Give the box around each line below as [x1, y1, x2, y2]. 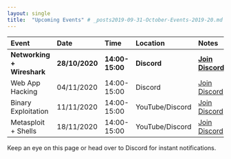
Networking [10, 49, 50, 59]
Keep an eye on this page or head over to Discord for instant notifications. [7, 143, 217, 151]
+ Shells [10, 126, 36, 136]
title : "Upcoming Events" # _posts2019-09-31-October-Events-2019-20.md [7, 16, 223, 23]
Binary [10, 97, 32, 107]
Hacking [10, 86, 38, 96]
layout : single [7, 10, 51, 17]
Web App [10, 78, 41, 88]
